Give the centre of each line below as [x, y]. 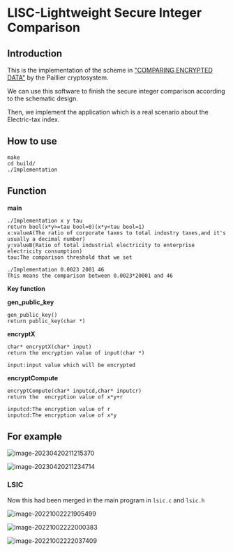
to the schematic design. [43, 98]
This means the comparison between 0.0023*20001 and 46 [90, 276]
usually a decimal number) [46, 239]
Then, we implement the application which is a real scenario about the [108, 112]
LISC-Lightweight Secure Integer [105, 13]
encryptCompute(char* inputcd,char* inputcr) [74, 391]
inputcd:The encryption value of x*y [62, 415]
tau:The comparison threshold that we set [70, 257]
